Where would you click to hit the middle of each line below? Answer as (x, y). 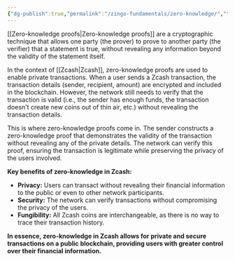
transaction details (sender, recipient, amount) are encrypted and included (114, 84)
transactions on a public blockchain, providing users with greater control (115, 243)
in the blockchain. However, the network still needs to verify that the (105, 92)
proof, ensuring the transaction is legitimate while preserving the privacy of (115, 150)
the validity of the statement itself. (56, 56)
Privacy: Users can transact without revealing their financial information (121, 185)
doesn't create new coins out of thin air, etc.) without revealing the (103, 107)
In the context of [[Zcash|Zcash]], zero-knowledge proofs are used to (108, 69)
